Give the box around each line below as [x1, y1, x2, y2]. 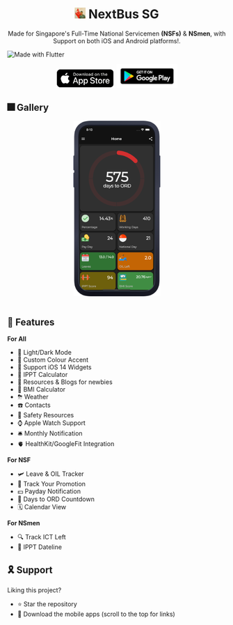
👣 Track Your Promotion [17, 480, 86, 488]
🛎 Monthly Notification [17, 429, 83, 438]
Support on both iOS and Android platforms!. [53, 36, 181, 45]
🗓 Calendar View [17, 503, 67, 511]
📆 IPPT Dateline [17, 543, 63, 551]
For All [7, 334, 26, 344]
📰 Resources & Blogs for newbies [17, 378, 113, 386]
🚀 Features [7, 316, 55, 328]
